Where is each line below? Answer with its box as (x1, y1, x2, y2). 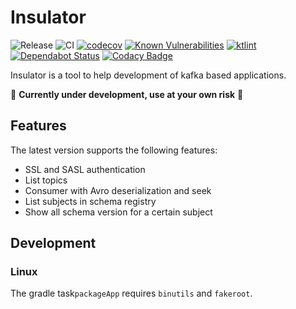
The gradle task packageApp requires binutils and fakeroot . (10, 287, 253, 300)
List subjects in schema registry (24, 195, 157, 207)
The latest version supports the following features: (10, 144, 218, 156)
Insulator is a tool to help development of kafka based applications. (10, 69, 287, 81)
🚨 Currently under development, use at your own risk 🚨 (10, 88, 244, 100)
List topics (24, 174, 68, 186)
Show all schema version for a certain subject (24, 206, 213, 218)
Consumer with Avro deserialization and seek (24, 184, 212, 196)
